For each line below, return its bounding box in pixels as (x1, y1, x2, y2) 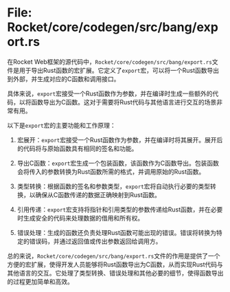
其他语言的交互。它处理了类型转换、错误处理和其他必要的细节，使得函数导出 (7, 269, 224, 277)
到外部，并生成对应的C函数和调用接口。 (7, 74, 120, 83)
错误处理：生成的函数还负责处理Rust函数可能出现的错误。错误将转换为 (16, 228, 217, 236)
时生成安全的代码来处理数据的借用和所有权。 (16, 214, 144, 222)
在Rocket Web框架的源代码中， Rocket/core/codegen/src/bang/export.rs (7, 57, 213, 66)
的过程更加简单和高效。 (7, 277, 73, 286)
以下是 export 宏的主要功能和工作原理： (7, 121, 116, 129)
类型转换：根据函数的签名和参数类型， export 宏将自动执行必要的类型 (16, 182, 211, 190)
